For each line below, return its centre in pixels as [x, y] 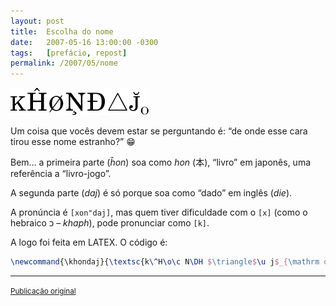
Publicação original [43, 291]
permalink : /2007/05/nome [64, 63]
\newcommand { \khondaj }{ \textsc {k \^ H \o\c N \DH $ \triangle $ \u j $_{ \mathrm [165, 262]
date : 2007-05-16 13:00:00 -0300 [84, 42]
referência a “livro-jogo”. [61, 174]
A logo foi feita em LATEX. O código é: [89, 242]
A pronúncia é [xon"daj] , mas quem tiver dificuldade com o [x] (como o [159, 212]
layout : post [37, 21]
